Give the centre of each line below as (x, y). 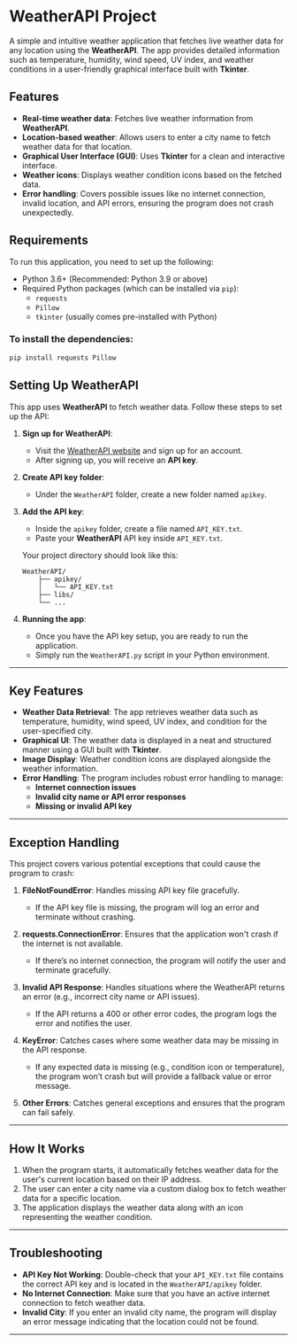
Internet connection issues (86, 788)
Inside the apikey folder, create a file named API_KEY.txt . (139, 528)
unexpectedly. (48, 212)
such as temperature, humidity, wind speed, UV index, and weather (132, 59)
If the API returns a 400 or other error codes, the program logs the (156, 1014)
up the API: (30, 416)
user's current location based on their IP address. (112, 1179)
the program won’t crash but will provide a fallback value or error (153, 1076)
